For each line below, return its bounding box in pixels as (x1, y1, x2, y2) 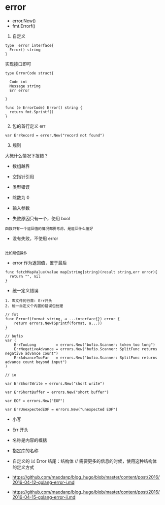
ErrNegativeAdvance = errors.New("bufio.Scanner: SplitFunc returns (14, 346, 158, 351)
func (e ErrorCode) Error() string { (5, 105, 83, 110)
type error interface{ (5, 43, 54, 48)
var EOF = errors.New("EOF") (5, 398, 65, 403)
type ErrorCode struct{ (5, 70, 54, 75)
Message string (9, 83, 41, 89)
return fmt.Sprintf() (9, 109, 54, 114)
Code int (9, 79, 28, 84)
